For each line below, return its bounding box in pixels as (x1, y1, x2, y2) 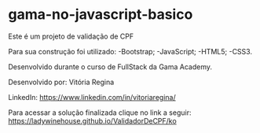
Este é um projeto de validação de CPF (8, 31, 134, 41)
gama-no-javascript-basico (8, 6, 193, 24)
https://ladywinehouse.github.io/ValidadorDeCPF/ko (8, 116, 177, 125)
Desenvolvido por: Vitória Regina (8, 77, 115, 87)
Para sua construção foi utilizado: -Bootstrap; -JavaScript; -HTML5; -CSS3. (8, 46, 253, 56)
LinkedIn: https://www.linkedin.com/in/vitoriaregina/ (8, 92, 176, 102)
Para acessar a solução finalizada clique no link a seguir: (8, 108, 192, 117)
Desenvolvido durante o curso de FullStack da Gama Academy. (8, 61, 213, 72)
